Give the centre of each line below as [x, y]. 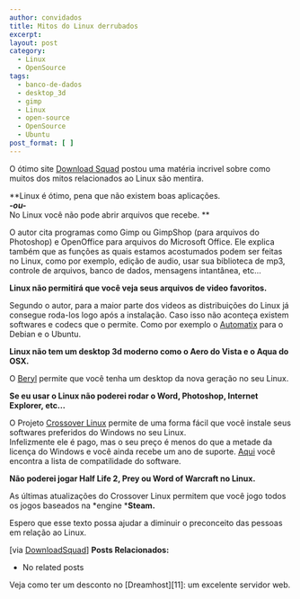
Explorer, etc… [37, 405]
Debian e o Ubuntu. [45, 334]
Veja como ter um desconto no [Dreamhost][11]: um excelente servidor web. [150, 585]
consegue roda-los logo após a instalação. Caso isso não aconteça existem [149, 315]
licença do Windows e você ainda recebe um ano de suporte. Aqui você [142, 451]
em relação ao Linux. [48, 532]
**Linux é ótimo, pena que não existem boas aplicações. [115, 195]
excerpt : [26, 34]
